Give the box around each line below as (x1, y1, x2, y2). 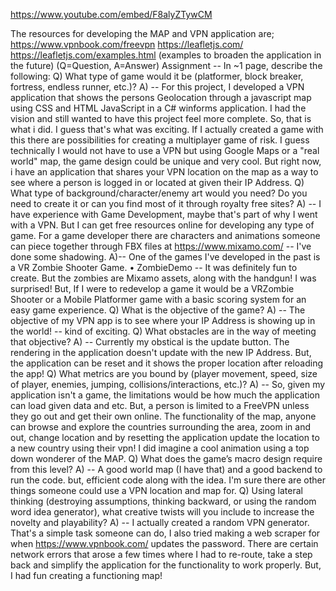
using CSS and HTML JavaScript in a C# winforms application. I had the (10, 102, 307, 114)
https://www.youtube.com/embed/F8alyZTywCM (10, 9, 213, 20)
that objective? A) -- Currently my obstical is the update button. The (10, 336, 290, 348)
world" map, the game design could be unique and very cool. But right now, (10, 155, 322, 167)
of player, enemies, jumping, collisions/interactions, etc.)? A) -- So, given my (10, 379, 326, 390)
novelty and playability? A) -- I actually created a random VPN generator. (10, 517, 310, 528)
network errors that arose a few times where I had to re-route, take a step (10, 549, 313, 560)
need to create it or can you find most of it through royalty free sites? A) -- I (10, 198, 322, 209)
